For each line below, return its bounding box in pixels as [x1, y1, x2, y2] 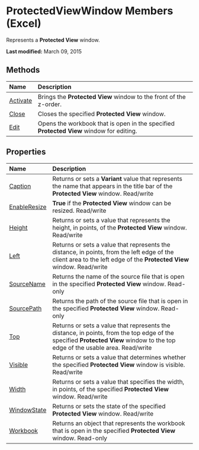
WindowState [9, 406, 47, 414]
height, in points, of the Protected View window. [52, 224, 188, 232]
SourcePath [9, 304, 42, 312]
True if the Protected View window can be [52, 199, 172, 207]
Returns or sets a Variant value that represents [52, 174, 182, 183]
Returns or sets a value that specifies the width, [52, 378, 185, 386]
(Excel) [6, 17, 41, 30]
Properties [6, 147, 46, 157]
